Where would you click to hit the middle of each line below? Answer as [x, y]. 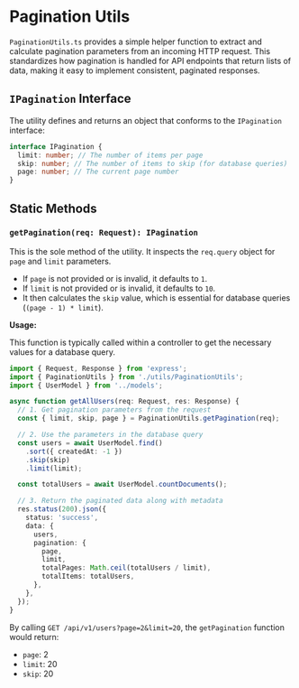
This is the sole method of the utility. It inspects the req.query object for [142, 251]
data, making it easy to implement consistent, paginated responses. [135, 70]
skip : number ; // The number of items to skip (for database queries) [153, 163]
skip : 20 [38, 674]
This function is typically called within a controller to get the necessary [140, 342]
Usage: [23, 325]
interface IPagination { [56, 146]
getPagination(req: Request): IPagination [104, 233]
